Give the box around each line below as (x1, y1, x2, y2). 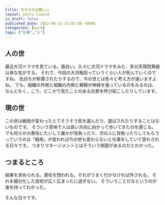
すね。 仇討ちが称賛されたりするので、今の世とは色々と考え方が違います (5, 76, 153, 82)
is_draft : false (5, 16, 38, 21)
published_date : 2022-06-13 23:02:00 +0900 (5, 21, 96, 26)
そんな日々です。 (5, 195, 39, 201)
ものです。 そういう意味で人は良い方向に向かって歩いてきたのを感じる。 (9, 124, 156, 130)
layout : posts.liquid (5, 12, 50, 17)
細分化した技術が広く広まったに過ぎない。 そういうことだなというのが (13, 178, 157, 184)
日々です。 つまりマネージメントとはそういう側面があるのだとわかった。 (9, 142, 157, 148)
